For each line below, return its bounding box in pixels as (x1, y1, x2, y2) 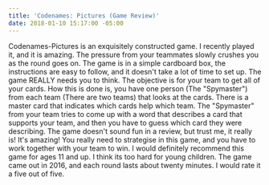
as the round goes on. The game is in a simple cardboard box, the (8, 58, 226, 68)
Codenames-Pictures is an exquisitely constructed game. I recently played (8, 41, 255, 50)
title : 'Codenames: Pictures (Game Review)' (8, 11, 160, 20)
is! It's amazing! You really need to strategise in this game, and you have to (8, 135, 256, 144)
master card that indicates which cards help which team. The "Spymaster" (8, 101, 255, 111)
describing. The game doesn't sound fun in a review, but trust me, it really (8, 126, 253, 136)
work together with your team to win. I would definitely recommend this (8, 143, 245, 153)
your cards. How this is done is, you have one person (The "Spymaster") (8, 83, 248, 93)
